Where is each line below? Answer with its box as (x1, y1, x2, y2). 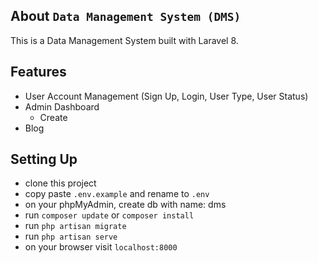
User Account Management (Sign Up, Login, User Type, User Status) (24, 90, 309, 102)
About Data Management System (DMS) (10, 8, 242, 25)
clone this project (24, 177, 97, 189)
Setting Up (10, 151, 78, 168)
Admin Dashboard (24, 100, 100, 113)
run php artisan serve (24, 230, 118, 243)
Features (10, 64, 67, 81)
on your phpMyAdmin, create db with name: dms (24, 199, 227, 211)
